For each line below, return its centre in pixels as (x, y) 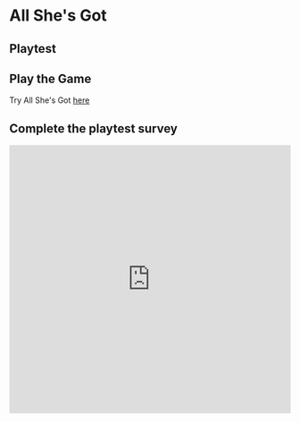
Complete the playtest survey (94, 128)
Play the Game (50, 78)
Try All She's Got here (50, 100)
